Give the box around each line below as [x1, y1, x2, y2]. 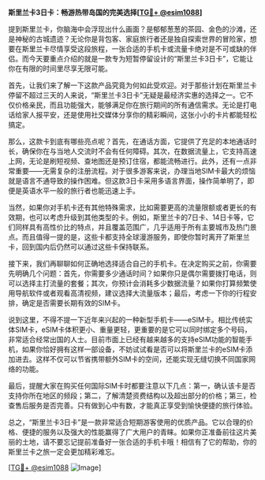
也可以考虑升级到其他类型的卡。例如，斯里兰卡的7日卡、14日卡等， [28, 213, 248, 221]
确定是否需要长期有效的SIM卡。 [21, 299, 125, 307]
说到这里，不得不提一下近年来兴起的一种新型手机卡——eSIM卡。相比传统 [8, 315, 246, 324]
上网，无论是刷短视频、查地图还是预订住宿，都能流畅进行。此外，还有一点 [8, 157, 250, 166]
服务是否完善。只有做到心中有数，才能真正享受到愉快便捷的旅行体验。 [28, 401, 257, 410]
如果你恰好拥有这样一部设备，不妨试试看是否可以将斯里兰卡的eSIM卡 [21, 344, 246, 354]
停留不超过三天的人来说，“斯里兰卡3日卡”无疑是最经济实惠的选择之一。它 [8, 91, 247, 99]
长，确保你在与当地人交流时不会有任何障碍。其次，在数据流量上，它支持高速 [8, 147, 257, 156]
